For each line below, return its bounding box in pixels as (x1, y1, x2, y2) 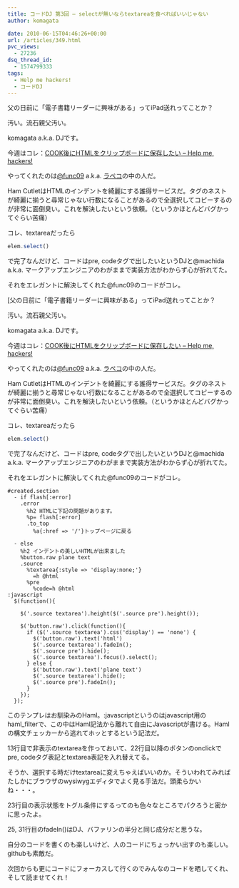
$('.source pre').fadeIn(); (33, 679, 116, 686)
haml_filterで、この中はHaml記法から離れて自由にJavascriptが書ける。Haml (7, 720, 230, 728)
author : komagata (7, 17, 59, 24)
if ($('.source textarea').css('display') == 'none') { (26, 629, 196, 636)
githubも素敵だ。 (7, 849, 58, 858)
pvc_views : (7, 44, 40, 51)
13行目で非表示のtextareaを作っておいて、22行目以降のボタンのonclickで (7, 744, 223, 752)
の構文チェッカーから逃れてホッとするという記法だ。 (7, 729, 163, 738)
